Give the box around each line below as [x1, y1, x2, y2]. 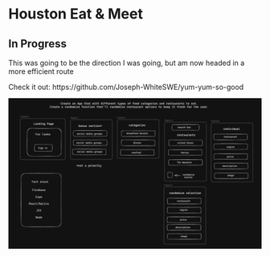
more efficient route [8, 67, 74, 76]
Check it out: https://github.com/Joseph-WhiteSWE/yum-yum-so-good [8, 82, 244, 92]
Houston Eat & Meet [8, 5, 143, 23]
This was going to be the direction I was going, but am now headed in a [8, 58, 245, 67]
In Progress [8, 37, 67, 51]
